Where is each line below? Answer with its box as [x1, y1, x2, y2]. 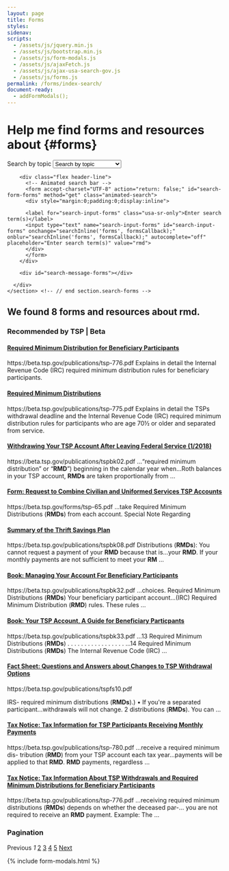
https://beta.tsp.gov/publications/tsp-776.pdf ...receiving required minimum [7, 796, 220, 805]
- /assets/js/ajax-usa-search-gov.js [13, 67, 121, 74]
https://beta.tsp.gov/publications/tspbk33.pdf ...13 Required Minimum [7, 632, 202, 640]
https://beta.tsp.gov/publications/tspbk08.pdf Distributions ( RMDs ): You [7, 541, 211, 549]
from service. [7, 426, 45, 434]
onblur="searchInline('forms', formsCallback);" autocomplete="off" [7, 234, 206, 241]
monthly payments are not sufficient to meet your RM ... [7, 556, 164, 564]
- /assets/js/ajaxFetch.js [13, 61, 90, 68]
